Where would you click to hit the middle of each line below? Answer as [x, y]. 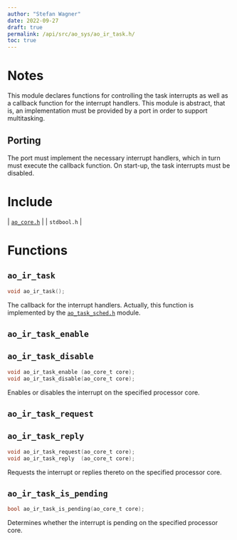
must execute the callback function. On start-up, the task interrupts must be [119, 165]
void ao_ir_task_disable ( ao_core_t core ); [71, 379]
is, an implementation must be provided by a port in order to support [107, 111]
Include [30, 202]
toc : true [22, 41]
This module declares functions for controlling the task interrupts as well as [118, 96]
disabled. [21, 173]
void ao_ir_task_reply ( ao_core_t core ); [71, 458]
